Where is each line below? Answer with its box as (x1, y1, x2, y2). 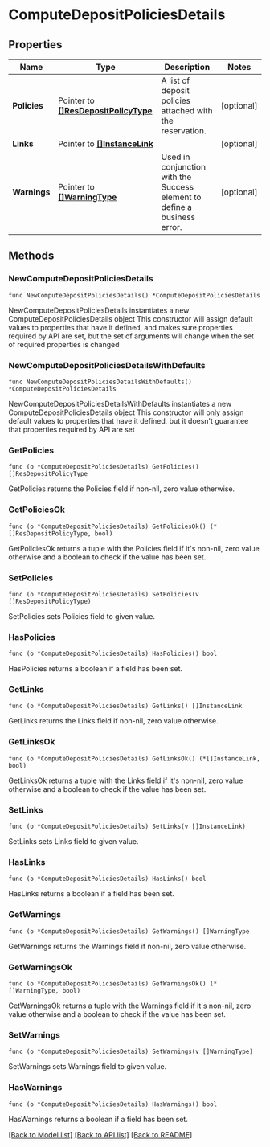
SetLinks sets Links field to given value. (8, 837, 139, 846)
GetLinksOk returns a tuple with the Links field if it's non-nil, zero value (8, 776, 243, 785)
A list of (161, 75, 190, 86)
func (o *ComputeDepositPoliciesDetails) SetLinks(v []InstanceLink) (8, 822, 247, 831)
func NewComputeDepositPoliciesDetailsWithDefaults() (8, 378, 193, 386)
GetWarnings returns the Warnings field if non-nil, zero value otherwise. (8, 941, 247, 951)
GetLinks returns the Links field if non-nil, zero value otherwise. (8, 716, 219, 726)
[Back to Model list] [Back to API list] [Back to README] (8, 1129, 193, 1139)
